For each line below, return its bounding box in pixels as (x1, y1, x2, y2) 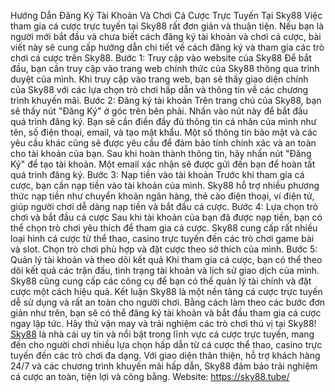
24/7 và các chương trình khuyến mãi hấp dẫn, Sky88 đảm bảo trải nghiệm (10, 360, 318, 372)
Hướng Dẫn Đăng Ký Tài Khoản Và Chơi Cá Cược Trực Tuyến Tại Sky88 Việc (10, 10, 323, 21)
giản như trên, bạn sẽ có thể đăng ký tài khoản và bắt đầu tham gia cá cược (10, 307, 322, 319)
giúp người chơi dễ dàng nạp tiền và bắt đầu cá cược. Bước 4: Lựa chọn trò (10, 201, 319, 212)
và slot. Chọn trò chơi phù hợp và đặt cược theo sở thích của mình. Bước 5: (10, 243, 318, 255)
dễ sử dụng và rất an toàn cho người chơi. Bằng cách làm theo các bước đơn (10, 296, 326, 308)
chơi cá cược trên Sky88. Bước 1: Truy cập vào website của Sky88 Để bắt (10, 52, 312, 64)
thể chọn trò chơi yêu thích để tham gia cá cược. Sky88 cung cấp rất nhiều (10, 222, 318, 234)
